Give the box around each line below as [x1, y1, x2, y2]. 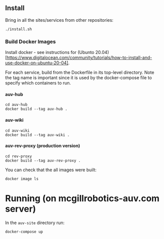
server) [5, 203, 36, 214]
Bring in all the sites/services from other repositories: [5, 17, 114, 23]
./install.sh [5, 27, 32, 32]
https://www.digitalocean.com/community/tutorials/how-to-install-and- [6, 54, 152, 61]
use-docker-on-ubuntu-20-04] [5, 60, 68, 66]
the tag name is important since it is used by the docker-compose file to [5, 75, 152, 81]
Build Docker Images [5, 38, 56, 45]
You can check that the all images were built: [5, 167, 97, 173]
